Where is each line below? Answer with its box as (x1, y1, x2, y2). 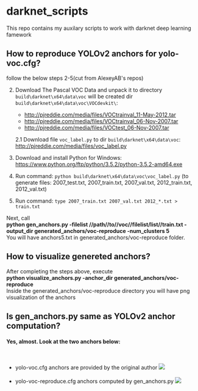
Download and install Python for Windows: (15, 154, 122, 161)
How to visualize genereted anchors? (6, 251, 150, 262)
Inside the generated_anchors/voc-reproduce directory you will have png (6, 287, 190, 294)
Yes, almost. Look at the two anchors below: (6, 337, 121, 345)
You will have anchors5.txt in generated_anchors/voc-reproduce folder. (6, 234, 185, 241)
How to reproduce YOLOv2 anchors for (6, 49, 157, 59)
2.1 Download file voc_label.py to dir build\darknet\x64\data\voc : (15, 135, 181, 143)
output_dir (6, 227, 34, 234)
